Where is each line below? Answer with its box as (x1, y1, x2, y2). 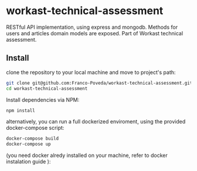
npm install (6, 108, 35, 113)
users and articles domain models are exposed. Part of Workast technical (6, 29, 184, 36)
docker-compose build (6, 136, 59, 142)
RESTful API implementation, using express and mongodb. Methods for (6, 24, 178, 31)
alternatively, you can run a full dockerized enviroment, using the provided (6, 118, 186, 125)
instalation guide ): (6, 158, 51, 165)
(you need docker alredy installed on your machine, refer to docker (6, 152, 168, 159)
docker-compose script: (6, 125, 64, 132)
